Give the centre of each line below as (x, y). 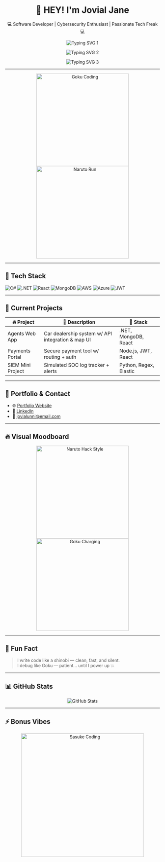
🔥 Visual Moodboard (37, 436)
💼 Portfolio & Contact (38, 394)
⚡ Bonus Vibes (28, 722)
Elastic (127, 371)
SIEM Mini (19, 365)
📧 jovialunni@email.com (36, 416)
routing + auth (60, 357)
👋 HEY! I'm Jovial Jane (82, 10)
